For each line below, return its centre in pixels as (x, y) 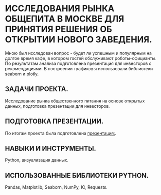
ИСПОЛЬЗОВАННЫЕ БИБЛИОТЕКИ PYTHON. (77, 175)
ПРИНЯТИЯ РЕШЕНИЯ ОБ (59, 29)
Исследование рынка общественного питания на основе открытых (75, 101)
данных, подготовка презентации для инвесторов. (58, 106)
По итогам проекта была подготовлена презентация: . (61, 133)
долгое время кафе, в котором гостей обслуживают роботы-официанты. (81, 58)
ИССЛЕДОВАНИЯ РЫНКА (60, 9)
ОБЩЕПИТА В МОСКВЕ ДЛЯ (65, 19)
